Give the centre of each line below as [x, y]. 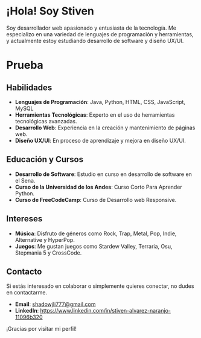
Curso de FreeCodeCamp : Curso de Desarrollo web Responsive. [96, 200]
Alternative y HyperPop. [45, 239]
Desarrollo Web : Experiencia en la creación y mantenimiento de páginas [105, 128]
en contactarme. [27, 293]
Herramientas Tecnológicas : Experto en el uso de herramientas [95, 115]
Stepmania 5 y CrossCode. [48, 253]
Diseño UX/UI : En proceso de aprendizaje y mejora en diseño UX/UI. [100, 140]
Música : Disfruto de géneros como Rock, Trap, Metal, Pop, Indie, [96, 233]
